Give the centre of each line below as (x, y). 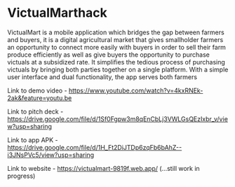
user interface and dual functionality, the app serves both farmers (102, 77)
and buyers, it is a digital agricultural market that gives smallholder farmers (115, 39)
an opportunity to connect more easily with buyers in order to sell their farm (117, 47)
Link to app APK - (33, 140)
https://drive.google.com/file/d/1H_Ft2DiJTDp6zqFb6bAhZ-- (95, 147)
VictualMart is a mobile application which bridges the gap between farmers (116, 32)
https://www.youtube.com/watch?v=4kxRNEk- (136, 90)
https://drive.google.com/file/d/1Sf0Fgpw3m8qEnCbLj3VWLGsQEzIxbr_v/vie (117, 119)
